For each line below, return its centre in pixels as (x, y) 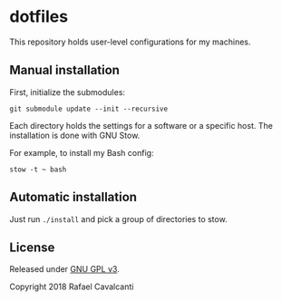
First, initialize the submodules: (67, 92)
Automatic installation (73, 197)
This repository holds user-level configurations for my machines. (130, 42)
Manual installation (65, 70)
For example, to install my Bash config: (82, 152)
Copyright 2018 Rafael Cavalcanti (72, 286)
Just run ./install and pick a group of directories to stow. (119, 218)
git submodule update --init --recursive (89, 109)
